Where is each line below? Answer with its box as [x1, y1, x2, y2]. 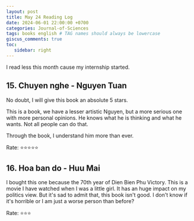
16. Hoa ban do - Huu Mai [6, 163, 101, 173]
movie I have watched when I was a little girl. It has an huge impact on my [6, 185, 186, 193]
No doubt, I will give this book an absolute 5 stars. [6, 96, 129, 104]
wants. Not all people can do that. [6, 120, 89, 127]
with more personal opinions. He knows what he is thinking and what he [6, 114, 182, 121]
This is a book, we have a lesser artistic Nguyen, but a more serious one [6, 108, 183, 115]
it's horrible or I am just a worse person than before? [6, 198, 135, 205]
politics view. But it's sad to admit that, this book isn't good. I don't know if [6, 191, 188, 198]
